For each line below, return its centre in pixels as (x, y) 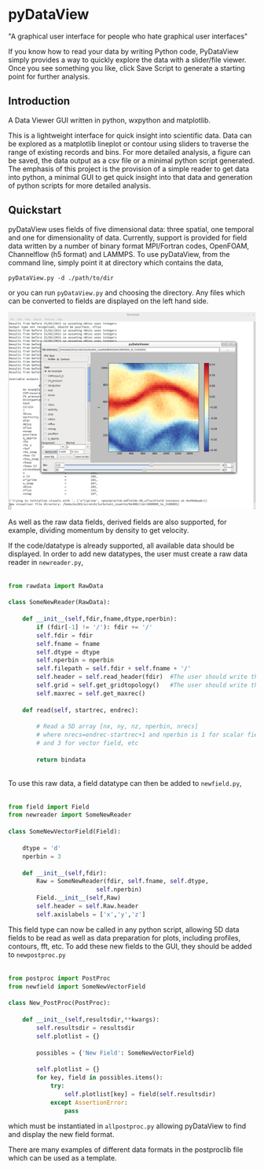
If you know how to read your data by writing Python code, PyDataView (123, 51)
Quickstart (35, 210)
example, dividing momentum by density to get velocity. (99, 530)
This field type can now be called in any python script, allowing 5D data (124, 930)
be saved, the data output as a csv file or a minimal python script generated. (132, 160)
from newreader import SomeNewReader (70, 815)
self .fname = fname (68, 644)
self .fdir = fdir (64, 635)
